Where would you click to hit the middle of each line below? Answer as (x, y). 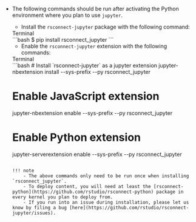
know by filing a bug (39, 207)
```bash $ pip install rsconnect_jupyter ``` (63, 40)
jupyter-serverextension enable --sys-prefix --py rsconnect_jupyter (97, 154)
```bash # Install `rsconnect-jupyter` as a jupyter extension (85, 65)
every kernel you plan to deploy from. (63, 197)
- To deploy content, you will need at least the (87, 186)
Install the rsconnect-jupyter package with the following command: (105, 27)
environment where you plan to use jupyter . (67, 15)
